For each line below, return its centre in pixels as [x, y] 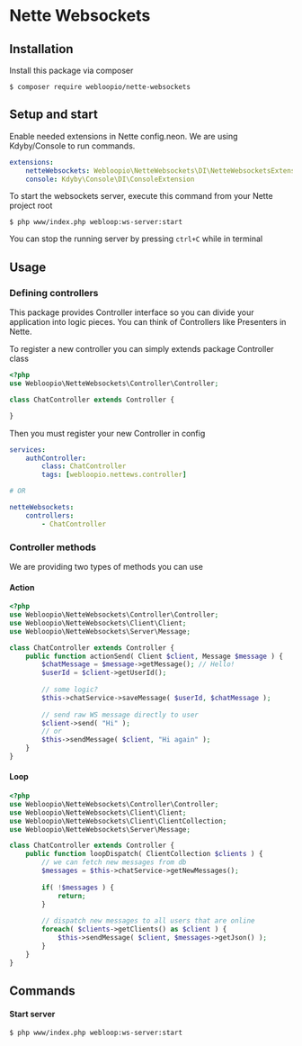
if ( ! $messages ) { [78, 888]
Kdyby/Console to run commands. [72, 146]
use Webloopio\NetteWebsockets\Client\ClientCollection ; [118, 821]
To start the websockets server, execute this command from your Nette [141, 196]
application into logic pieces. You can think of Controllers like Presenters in [148, 322]
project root [31, 206]
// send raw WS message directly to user [120, 715]
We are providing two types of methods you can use [107, 566]
